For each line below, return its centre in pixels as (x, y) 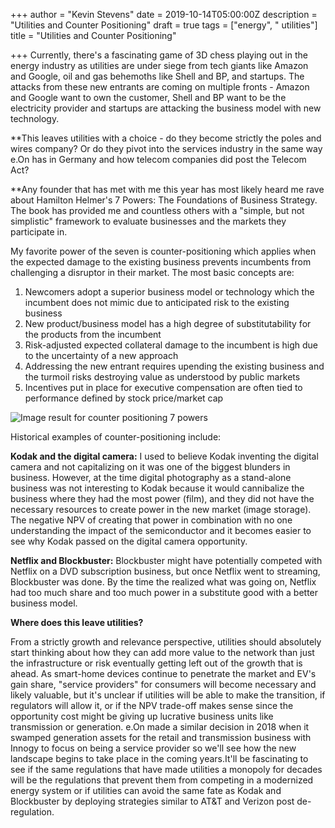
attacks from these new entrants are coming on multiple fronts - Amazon (160, 87)
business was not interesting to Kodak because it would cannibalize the (157, 488)
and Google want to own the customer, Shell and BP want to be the (148, 97)
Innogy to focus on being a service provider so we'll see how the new (153, 748)
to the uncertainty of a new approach (101, 355)
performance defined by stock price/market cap (124, 398)
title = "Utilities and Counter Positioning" (93, 35)
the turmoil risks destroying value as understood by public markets (162, 377)
